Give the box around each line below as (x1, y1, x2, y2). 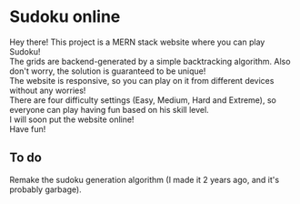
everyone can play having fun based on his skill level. (9, 104, 209, 115)
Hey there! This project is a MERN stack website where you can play (9, 36, 265, 47)
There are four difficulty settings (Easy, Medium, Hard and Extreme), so (9, 94, 277, 106)
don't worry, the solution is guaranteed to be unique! (9, 66, 206, 76)
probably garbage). (9, 184, 82, 195)
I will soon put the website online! (9, 114, 135, 125)
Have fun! (9, 123, 46, 134)
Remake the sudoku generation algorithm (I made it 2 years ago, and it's (9, 174, 280, 185)
